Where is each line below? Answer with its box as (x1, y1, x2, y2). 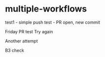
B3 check (5, 47, 24, 53)
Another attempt (5, 38, 38, 44)
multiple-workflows (5, 3, 87, 14)
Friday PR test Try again (5, 28, 53, 34)
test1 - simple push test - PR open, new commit (5, 19, 100, 25)
